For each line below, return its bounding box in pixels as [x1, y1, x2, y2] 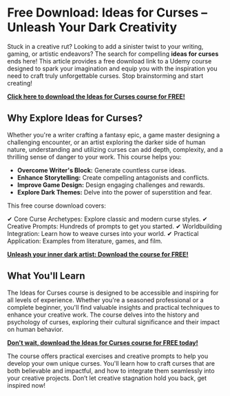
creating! [7, 79, 33, 87]
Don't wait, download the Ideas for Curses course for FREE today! [7, 338, 198, 346]
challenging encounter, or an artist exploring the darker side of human [7, 138, 206, 146]
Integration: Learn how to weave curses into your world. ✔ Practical [7, 229, 199, 237]
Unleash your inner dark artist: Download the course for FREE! [7, 250, 189, 258]
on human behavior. [7, 325, 64, 333]
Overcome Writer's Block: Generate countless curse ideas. [17, 166, 187, 174]
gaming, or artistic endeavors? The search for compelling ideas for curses [7, 50, 219, 58]
